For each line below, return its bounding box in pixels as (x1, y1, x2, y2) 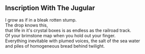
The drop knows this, (5, 22, 48, 28)
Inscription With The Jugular (5, 4, 95, 12)
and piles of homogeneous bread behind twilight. (5, 43, 105, 49)
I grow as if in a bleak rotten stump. (5, 17, 77, 23)
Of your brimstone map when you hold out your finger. (5, 32, 116, 38)
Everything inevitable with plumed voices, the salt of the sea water (5, 38, 141, 44)
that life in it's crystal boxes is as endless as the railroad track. (5, 27, 132, 33)
